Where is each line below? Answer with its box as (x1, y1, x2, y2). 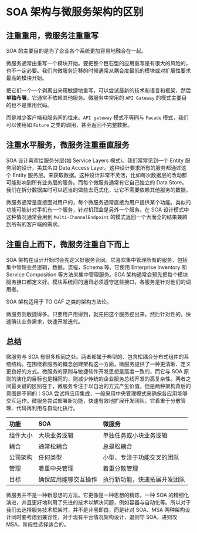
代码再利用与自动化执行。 (16, 404, 78, 411)
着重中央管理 (38, 464, 74, 473)
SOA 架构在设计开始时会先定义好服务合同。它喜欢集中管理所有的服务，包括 (6, 256, 188, 263)
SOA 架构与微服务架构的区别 (6, 5, 144, 19)
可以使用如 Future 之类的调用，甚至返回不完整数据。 (6, 122, 133, 128)
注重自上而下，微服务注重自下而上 (6, 239, 130, 249)
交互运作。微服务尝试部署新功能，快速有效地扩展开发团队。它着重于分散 (6, 397, 181, 404)
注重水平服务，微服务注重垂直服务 (6, 140, 130, 150)
